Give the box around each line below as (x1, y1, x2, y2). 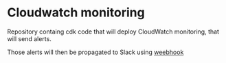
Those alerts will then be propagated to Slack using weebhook (7, 48, 184, 56)
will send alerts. (7, 34, 52, 42)
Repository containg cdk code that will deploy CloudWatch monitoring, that (7, 27, 220, 36)
